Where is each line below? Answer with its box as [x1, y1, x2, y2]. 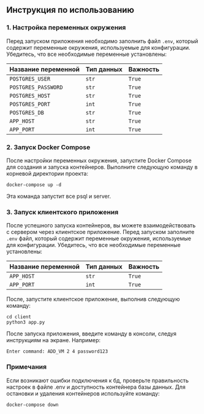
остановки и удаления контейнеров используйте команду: [6, 389, 161, 397]
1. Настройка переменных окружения [6, 23, 126, 32]
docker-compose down [6, 402, 59, 408]
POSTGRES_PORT [9, 101, 51, 107]
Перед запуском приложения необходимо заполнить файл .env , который [6, 37, 198, 45]
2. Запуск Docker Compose [6, 143, 91, 151]
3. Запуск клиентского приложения [6, 208, 119, 216]
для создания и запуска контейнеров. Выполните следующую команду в [6, 163, 198, 171]
